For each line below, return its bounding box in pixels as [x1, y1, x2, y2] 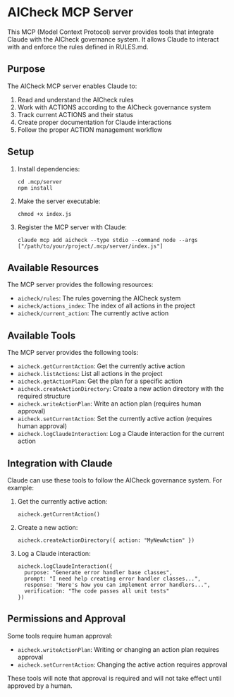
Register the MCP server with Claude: [17, 223, 127, 231]
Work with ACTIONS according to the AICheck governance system [17, 103, 211, 111]
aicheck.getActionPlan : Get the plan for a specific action [17, 377, 183, 385]
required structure [17, 392, 70, 401]
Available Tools [7, 329, 76, 341]
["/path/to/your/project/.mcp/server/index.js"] [17, 243, 164, 250]
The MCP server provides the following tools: [7, 348, 139, 357]
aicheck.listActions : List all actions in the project [17, 370, 164, 378]
